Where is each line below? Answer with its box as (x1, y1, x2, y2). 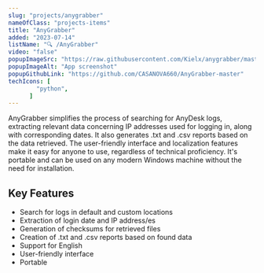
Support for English (19, 241, 82, 250)
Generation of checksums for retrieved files (19, 224, 161, 234)
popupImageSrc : (8, 56, 58, 64)
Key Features (8, 186, 75, 200)
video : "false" (8, 48, 58, 56)
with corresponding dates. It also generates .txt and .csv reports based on (8, 131, 248, 140)
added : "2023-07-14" (8, 33, 76, 42)
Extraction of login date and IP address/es (19, 216, 156, 225)
